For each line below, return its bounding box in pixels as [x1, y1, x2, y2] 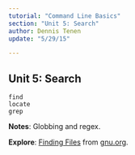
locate [8, 101, 31, 109]
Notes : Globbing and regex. [8, 122, 101, 131]
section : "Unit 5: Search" [8, 19, 99, 28]
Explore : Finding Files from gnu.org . [8, 137, 129, 147]
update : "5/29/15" [8, 34, 70, 43]
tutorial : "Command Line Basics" [8, 11, 121, 20]
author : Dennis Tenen [8, 27, 82, 35]
